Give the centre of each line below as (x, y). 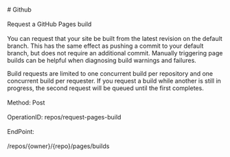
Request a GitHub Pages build (49, 24)
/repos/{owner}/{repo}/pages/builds (58, 146)
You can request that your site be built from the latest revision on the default (115, 39)
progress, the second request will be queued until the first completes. (105, 88)
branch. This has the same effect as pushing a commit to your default (105, 46)
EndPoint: (21, 131)
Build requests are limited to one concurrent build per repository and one (110, 73)
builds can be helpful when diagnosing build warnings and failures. (102, 60)
